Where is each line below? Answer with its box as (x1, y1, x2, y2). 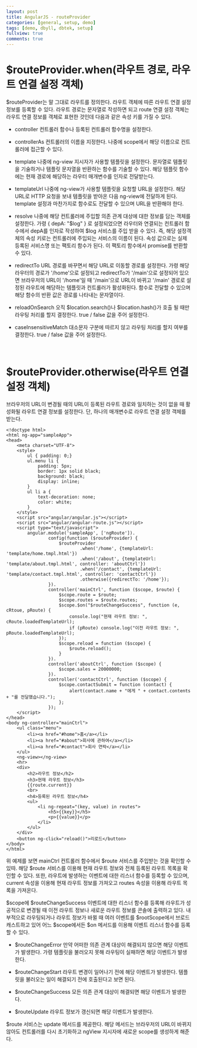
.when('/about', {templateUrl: (79, 556, 157, 562)
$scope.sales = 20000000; (58, 666, 122, 672)
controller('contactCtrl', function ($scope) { (48, 676, 167, 682)
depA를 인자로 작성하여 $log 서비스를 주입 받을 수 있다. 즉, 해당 (30, 227, 176, 234)
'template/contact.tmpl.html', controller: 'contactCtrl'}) (6, 571, 157, 577)
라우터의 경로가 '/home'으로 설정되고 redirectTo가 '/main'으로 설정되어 (14, 269, 178, 276)
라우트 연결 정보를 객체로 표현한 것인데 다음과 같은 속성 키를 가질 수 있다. (6, 113, 172, 120)
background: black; (37, 473, 85, 479)
